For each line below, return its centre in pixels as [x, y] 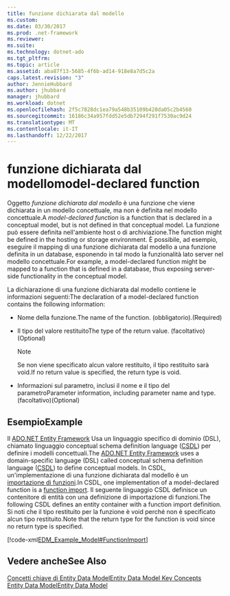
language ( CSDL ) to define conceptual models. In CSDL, [87, 468]
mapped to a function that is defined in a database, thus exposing [100, 269]
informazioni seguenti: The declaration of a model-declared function [103, 297]
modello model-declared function [104, 184]
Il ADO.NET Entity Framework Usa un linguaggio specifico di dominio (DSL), [114, 439]
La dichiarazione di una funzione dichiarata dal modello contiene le [102, 289]
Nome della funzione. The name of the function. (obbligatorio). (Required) [119, 318]
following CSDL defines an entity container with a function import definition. [114, 504]
